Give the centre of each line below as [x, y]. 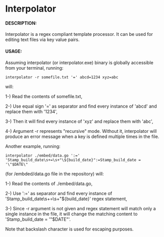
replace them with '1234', [32, 111]
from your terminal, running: [34, 68]
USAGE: [14, 51]
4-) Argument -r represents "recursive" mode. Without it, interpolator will [81, 131]
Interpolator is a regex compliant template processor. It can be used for [79, 34]
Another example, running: [33, 146]
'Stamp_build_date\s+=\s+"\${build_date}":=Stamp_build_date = [73, 160]
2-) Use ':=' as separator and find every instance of [59, 193]
